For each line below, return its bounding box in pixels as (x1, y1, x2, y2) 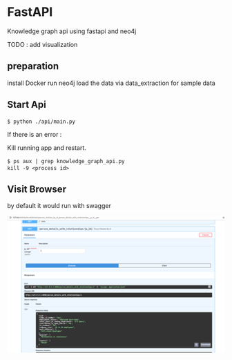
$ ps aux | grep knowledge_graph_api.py (7, 158, 126, 164)
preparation (7, 60, 59, 73)
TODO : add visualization (7, 40, 78, 48)
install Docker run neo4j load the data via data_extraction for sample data (7, 79, 215, 87)
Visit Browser (7, 183, 67, 195)
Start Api (7, 99, 46, 111)
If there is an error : (7, 130, 62, 138)
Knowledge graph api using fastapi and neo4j (7, 27, 137, 35)
